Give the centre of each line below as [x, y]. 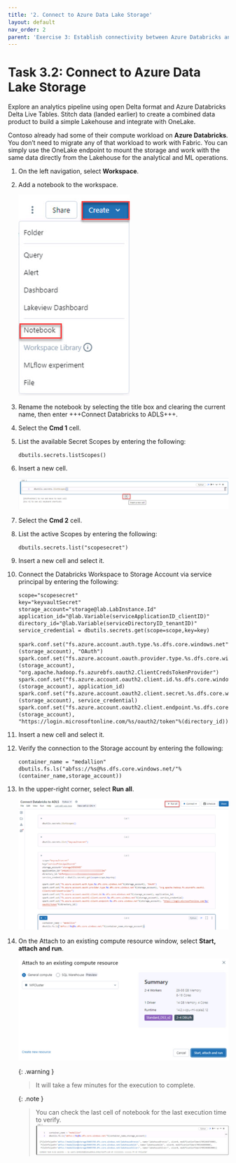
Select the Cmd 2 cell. [50, 521]
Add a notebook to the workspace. [68, 185]
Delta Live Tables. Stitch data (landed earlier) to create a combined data [112, 114]
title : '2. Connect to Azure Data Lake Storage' [80, 15]
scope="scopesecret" [48, 596]
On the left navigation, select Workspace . [78, 171]
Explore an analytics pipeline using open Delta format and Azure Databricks [117, 107]
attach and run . [41, 948]
